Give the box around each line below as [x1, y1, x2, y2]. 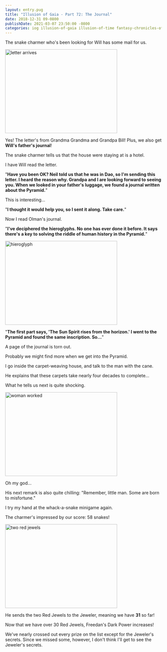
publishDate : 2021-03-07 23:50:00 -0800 [5, 21, 90, 26]
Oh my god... [5, 480, 32, 486]
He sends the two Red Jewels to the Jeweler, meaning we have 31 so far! [5, 612, 155, 618]
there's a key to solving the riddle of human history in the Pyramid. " [5, 231, 148, 237]
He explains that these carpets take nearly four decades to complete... [5, 373, 150, 379]
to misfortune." [5, 495, 36, 501]
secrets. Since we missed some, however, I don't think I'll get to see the [5, 637, 152, 643]
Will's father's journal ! [5, 143, 52, 149]
